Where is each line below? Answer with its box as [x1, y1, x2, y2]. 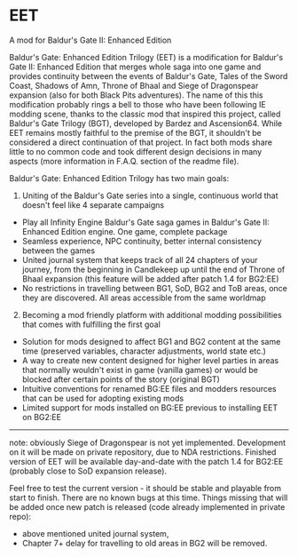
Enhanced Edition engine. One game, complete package [21, 226, 228, 236]
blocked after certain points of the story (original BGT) [21, 374, 220, 385]
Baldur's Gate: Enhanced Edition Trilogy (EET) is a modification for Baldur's [9, 52, 284, 62]
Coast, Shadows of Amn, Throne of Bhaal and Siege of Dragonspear [9, 80, 259, 91]
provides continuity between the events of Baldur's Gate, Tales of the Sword [9, 70, 288, 81]
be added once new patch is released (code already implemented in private [9, 501, 286, 512]
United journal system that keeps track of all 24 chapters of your [21, 254, 258, 265]
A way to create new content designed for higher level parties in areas [21, 354, 279, 365]
